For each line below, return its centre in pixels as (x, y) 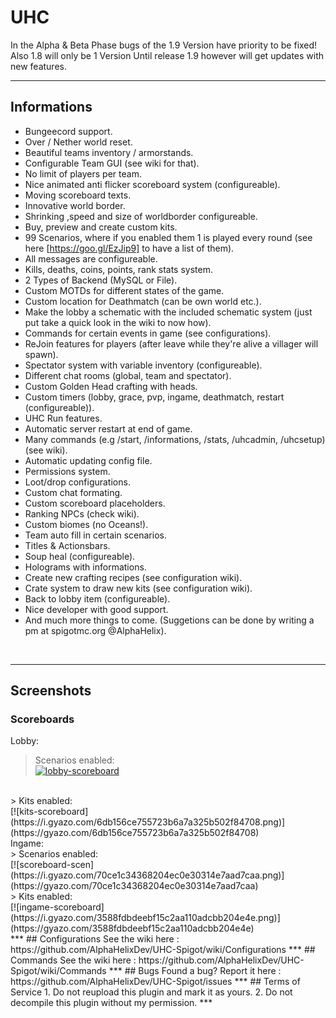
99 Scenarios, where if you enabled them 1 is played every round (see (168, 237)
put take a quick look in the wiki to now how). (118, 322)
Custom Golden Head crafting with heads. (111, 386)
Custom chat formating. (73, 492)
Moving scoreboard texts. (78, 195)
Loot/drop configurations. (77, 482)
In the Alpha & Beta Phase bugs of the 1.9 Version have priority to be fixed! (164, 45)
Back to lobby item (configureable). (97, 598)
